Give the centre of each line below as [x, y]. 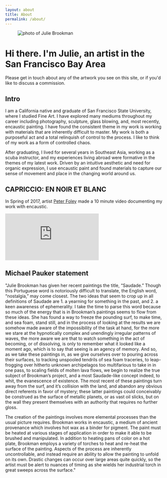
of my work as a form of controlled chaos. [48, 143]
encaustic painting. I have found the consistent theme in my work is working [83, 127]
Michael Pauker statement [47, 273]
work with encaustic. [27, 206]
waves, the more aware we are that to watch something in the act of [75, 338]
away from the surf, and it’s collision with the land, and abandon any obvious [84, 386]
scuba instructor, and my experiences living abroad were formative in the [80, 158]
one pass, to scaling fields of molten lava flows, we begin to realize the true [83, 370]
